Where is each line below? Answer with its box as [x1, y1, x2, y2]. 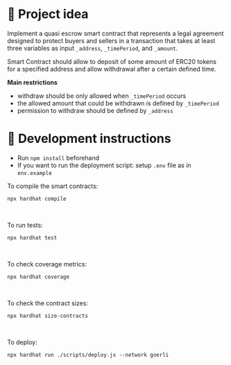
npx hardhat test [7, 234, 58, 241]
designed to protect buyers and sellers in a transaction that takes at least [7, 36, 216, 44]
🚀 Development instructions [7, 131, 171, 146]
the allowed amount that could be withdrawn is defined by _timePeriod [17, 99, 220, 107]
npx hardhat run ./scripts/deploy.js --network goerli [7, 351, 169, 358]
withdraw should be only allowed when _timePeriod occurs [17, 92, 187, 100]
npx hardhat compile [7, 195, 67, 202]
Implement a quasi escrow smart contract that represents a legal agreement [7, 29, 224, 37]
